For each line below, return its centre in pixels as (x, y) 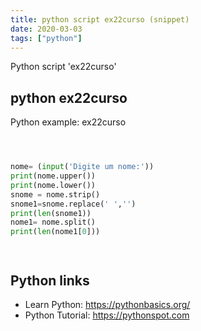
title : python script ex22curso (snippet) (100, 19)
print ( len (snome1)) (51, 213)
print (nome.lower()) (53, 185)
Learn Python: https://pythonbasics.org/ (107, 304)
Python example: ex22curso (68, 122)
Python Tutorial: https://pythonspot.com (107, 315)
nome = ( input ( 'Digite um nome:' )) (82, 167)
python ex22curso (69, 97)
